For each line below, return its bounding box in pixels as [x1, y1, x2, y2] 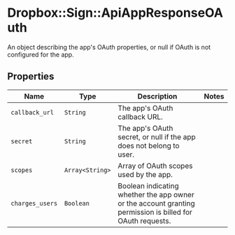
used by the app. [117, 169, 173, 179]
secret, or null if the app [117, 131, 196, 141]
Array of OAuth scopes [117, 161, 193, 171]
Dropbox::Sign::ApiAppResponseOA [7, 5, 224, 21]
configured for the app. [7, 50, 75, 59]
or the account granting [117, 198, 195, 208]
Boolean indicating [117, 180, 180, 190]
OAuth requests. [117, 215, 171, 225]
